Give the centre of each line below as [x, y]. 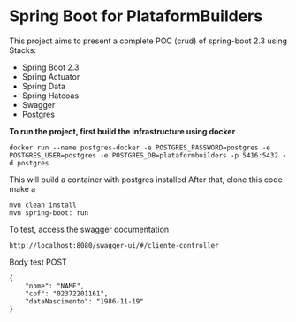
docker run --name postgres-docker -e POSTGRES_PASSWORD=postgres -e [140, 148]
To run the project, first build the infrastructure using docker [122, 131]
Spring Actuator [51, 76]
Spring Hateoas [50, 96]
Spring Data [44, 86]
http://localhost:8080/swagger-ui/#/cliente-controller [114, 245]
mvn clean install [43, 205]
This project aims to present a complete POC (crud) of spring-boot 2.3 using [148, 41]
